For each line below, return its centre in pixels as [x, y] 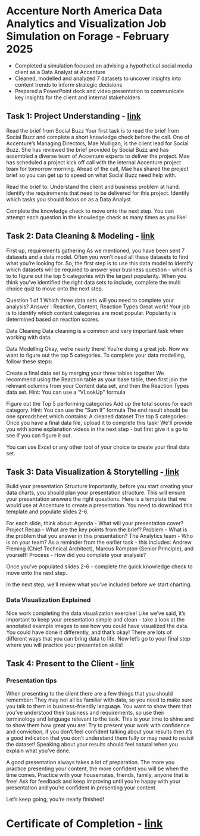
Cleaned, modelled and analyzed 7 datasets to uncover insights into [98, 78]
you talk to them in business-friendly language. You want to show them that [99, 706]
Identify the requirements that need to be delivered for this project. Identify [98, 193]
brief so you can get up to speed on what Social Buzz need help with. [91, 175]
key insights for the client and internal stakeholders [77, 97]
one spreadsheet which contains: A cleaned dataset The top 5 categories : [98, 416]
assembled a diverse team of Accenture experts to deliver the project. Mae [98, 156]
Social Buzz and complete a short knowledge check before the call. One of [98, 137]
